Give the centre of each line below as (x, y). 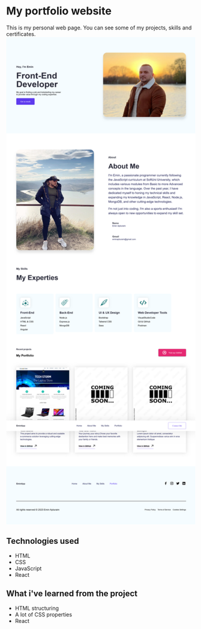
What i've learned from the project (72, 594)
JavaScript (28, 568)
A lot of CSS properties (43, 614)
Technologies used (43, 541)
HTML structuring (37, 608)
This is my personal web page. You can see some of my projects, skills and (99, 28)
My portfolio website (59, 11)
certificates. (21, 34)
